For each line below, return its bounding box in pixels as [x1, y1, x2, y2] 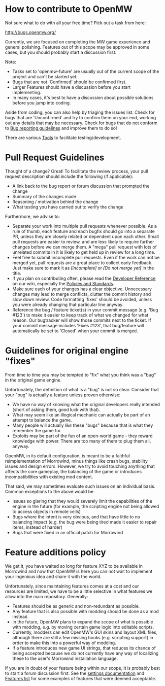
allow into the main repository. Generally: [5, 593, 88, 599]
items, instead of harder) [12, 524, 63, 530]
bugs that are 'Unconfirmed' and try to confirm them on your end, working [5, 114, 156, 120]
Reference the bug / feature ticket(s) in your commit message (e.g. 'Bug [12, 307, 159, 312]
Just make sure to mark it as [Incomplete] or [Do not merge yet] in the [12, 265, 154, 271]
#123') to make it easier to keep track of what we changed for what [12, 312, 149, 318]
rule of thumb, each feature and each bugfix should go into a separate [12, 228, 155, 234]
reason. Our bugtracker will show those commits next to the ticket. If [12, 317, 151, 323]
